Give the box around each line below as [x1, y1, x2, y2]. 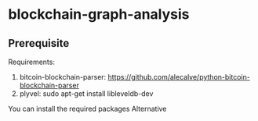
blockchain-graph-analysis [8, 5, 190, 23]
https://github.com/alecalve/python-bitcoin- [107, 73, 251, 81]
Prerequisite [8, 37, 70, 50]
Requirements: [8, 57, 55, 66]
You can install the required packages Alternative [8, 104, 167, 113]
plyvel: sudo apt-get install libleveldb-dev [19, 89, 154, 98]
